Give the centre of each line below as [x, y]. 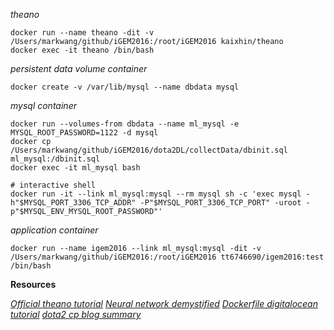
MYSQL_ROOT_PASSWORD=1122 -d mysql [84, 133]
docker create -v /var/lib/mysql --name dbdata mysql [125, 87]
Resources [33, 284]
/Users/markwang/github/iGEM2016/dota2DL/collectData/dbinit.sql [149, 150]
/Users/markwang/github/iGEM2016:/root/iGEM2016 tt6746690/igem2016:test [167, 257]
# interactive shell [53, 185]
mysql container [43, 105]
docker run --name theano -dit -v [82, 33]
